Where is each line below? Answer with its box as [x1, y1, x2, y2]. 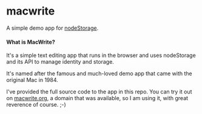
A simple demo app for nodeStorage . [6, 24, 99, 32]
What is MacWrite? [6, 38, 56, 45]
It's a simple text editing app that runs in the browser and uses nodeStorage [6, 52, 196, 59]
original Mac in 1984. [6, 76, 59, 84]
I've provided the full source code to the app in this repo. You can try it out [6, 88, 192, 95]
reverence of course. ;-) [6, 101, 67, 109]
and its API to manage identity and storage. [6, 58, 114, 65]
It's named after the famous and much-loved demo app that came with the [6, 70, 192, 77]
